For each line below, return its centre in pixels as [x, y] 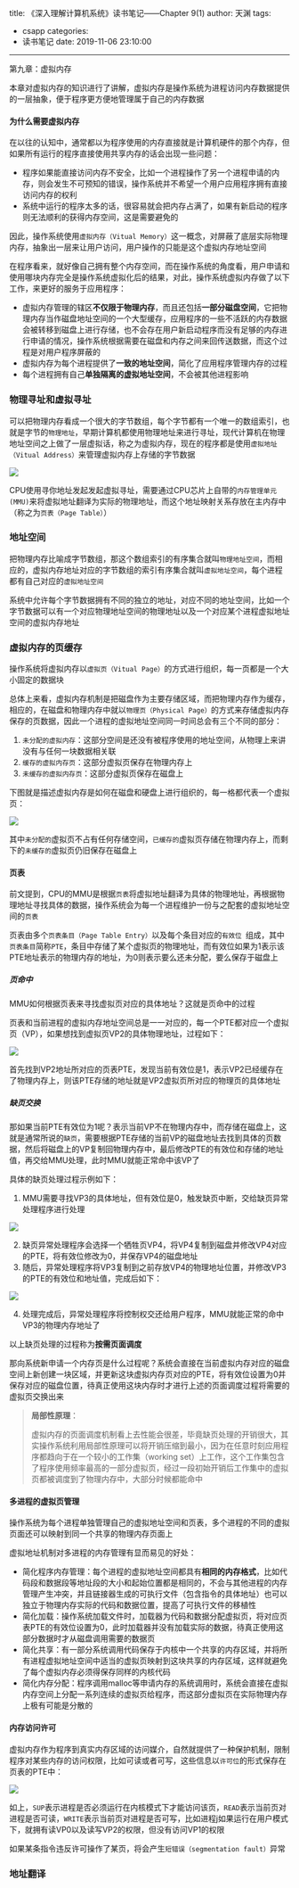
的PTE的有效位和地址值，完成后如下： [92, 1279]
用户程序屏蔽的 [73, 352]
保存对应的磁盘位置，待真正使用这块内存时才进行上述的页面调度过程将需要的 [149, 1386]
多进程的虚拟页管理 [44, 1501]
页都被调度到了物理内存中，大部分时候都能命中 [117, 1480]
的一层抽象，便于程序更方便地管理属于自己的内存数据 [107, 99]
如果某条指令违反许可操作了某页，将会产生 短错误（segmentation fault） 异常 [148, 1848]
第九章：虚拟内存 [40, 69]
